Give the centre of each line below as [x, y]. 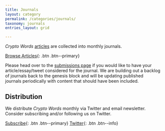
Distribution [24, 97]
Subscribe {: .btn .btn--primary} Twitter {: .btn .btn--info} [62, 123]
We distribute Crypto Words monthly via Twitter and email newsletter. [76, 108]
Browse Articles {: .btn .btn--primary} [42, 56]
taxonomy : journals [25, 23]
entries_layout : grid [27, 28]
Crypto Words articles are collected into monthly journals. [64, 46]
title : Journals [22, 10]
